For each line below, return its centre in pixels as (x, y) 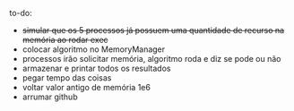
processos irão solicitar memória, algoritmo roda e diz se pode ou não (151, 59)
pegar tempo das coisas (67, 78)
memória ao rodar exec (65, 40)
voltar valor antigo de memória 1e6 (86, 87)
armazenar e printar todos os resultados (96, 68)
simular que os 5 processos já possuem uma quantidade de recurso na (153, 30)
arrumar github (50, 97)
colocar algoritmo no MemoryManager (94, 49)
